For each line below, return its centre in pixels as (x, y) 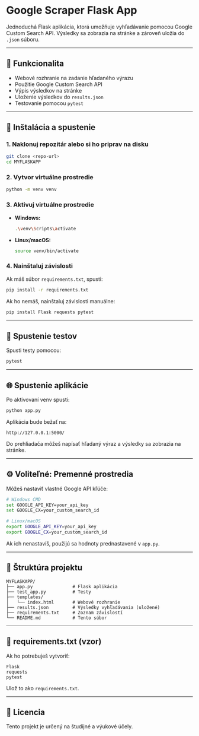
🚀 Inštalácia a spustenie (51, 127)
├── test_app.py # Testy (49, 592)
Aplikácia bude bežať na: (36, 421)
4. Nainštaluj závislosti (39, 266)
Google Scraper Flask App (72, 10)
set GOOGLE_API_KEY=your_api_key (47, 505)
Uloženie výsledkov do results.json (59, 97)
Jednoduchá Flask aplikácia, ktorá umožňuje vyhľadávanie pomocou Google (99, 27)
